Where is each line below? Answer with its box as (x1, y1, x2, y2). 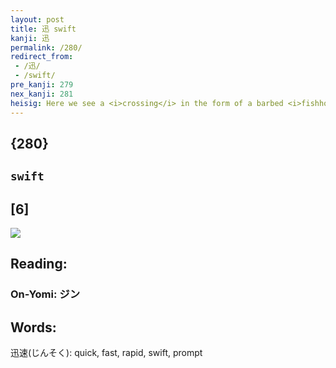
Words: (10, 319, 57, 336)
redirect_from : (10, 52, 74, 62)
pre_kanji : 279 (10, 80, 74, 90)
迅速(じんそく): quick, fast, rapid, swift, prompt (10, 347, 203, 359)
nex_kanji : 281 (10, 89, 74, 99)
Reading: (10, 256, 68, 273)
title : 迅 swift (10, 24, 77, 34)
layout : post (10, 14, 65, 25)
